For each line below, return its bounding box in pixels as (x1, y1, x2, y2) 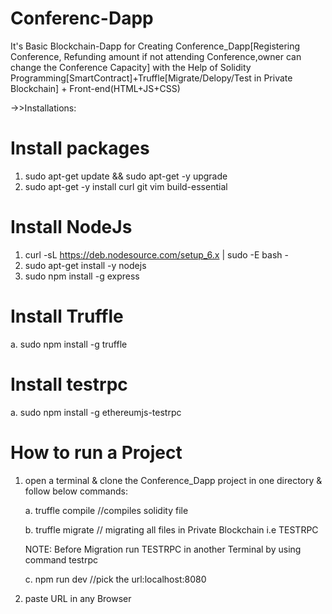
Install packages (10, 137, 150, 160)
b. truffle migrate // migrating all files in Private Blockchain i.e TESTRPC (24, 523, 319, 536)
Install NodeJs (10, 216, 133, 239)
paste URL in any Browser (24, 592, 132, 604)
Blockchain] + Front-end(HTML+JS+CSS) (10, 82, 181, 94)
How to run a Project (10, 441, 183, 464)
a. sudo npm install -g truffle (10, 338, 128, 350)
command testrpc (24, 553, 98, 566)
